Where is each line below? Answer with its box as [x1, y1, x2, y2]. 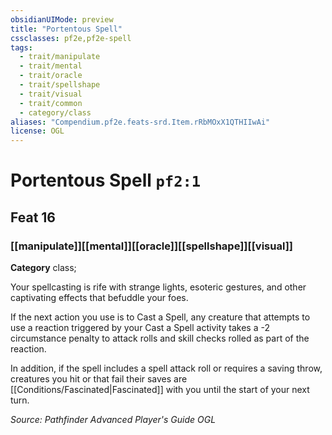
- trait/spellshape [19, 80, 101, 90]
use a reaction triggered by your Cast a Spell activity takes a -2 [10, 322, 270, 333]
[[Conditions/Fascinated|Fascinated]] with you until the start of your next [10, 384, 310, 395]
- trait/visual [19, 89, 83, 99]
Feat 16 [10, 209, 56, 226]
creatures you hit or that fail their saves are [10, 373, 188, 385]
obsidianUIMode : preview [10, 14, 114, 25]
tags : [10, 42, 33, 53]
